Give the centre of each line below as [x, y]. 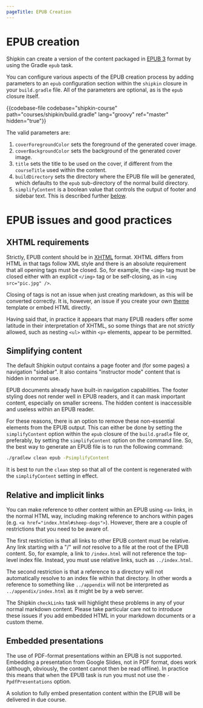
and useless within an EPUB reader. [50, 409]
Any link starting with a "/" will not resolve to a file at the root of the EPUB [98, 547]
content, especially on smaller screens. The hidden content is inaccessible [99, 403]
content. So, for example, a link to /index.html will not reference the [91, 554]
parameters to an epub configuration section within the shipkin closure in [97, 83]
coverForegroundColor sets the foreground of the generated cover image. [106, 144]
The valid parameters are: [38, 132]
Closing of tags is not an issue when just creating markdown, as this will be [100, 294]
